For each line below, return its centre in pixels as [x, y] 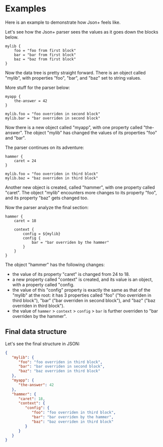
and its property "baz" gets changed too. [47, 198]
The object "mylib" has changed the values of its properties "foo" [90, 133]
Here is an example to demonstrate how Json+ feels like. [63, 22]
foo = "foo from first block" [45, 50]
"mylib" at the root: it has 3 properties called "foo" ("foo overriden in [82, 295]
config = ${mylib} [42, 234]
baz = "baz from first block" [45, 59]
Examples [26, 9]
